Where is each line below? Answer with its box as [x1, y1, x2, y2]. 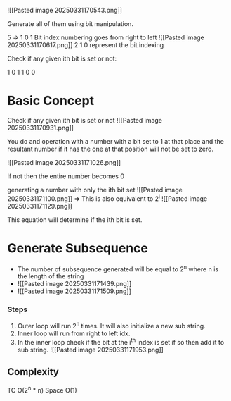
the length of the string [17, 272, 84, 280]
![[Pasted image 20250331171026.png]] [7, 158, 121, 166]
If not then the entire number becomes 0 [7, 172, 125, 180]
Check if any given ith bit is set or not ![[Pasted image [7, 116, 163, 124]
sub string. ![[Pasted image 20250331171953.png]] [17, 345, 164, 354]
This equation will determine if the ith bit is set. [7, 215, 143, 224]
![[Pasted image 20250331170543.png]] [7, 6, 123, 14]
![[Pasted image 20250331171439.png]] [17, 280, 132, 288]
